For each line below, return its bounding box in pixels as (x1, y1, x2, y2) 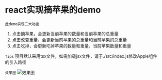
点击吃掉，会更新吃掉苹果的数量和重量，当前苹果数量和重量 (12, 43, 131, 48)
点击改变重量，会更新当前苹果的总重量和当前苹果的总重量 (12, 37, 127, 43)
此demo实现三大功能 (5, 21, 39, 27)
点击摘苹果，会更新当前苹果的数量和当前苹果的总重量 (12, 31, 119, 36)
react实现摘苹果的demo (5, 4, 101, 16)
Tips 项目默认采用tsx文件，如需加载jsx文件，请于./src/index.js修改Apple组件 (5, 53, 158, 59)
